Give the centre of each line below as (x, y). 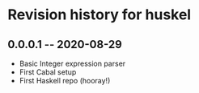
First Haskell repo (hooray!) (65, 81)
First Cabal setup (48, 72)
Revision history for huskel (99, 15)
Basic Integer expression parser (72, 63)
